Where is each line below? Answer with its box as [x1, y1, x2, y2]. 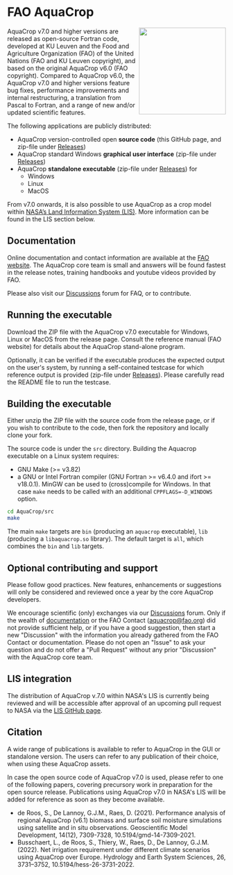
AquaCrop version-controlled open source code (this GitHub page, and [17, 135, 222, 143]
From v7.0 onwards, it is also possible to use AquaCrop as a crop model [7, 200, 212, 208]
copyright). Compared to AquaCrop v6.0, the [7, 71, 135, 80]
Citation [7, 727, 43, 738]
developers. [7, 595, 42, 604]
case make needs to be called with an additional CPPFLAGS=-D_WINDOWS [17, 487, 213, 496]
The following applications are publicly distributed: [7, 121, 152, 130]
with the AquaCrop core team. [7, 653, 94, 661]
